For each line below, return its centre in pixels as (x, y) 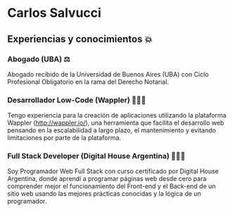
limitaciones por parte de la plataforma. (64, 138)
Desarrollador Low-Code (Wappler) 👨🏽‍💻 (77, 100)
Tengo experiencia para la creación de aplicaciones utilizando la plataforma (117, 116)
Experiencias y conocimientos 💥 (80, 39)
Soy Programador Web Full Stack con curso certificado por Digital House (113, 171)
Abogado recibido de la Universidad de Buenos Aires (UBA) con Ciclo (108, 74)
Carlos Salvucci (55, 13)
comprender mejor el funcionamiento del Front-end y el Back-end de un (112, 186)
